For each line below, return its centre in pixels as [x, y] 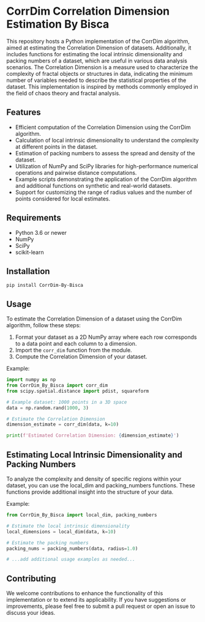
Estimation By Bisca [58, 24]
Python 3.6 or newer [41, 232]
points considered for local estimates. [63, 198]
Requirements [34, 218]
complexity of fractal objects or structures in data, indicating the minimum [99, 73]
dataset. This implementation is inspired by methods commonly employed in [102, 86]
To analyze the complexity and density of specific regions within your [94, 479]
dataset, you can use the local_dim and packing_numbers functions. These [101, 485]
